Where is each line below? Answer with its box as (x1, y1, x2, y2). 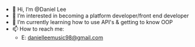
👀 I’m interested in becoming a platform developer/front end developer (12, 12, 190, 19)
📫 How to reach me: (12, 25, 65, 33)
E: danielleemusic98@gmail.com (21, 34, 104, 41)
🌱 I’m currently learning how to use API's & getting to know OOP (12, 19, 173, 25)
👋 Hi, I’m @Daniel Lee (12, 6, 66, 13)
